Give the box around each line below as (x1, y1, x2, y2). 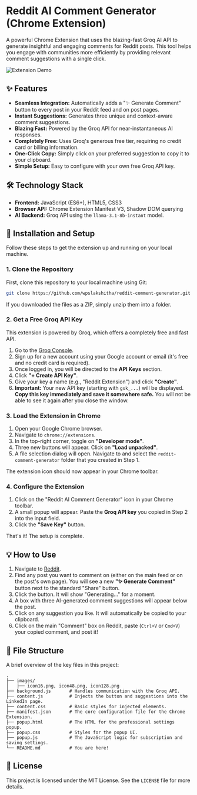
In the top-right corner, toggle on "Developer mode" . (14, 438, 144, 445)
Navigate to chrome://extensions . (14, 431, 96, 438)
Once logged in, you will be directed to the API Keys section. (14, 365, 162, 373)
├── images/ (6, 678, 35, 684)
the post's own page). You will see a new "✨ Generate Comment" (14, 578, 176, 585)
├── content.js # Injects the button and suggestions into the (6, 693, 188, 699)
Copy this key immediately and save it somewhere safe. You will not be (14, 390, 191, 397)
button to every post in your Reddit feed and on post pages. (14, 106, 160, 113)
